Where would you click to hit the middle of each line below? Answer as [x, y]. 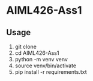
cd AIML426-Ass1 [37, 53]
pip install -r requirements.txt [51, 72]
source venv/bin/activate [46, 66]
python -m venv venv [41, 59]
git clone [26, 46]
